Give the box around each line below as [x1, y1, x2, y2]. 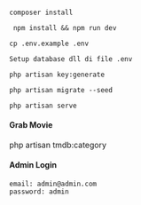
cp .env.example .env [9, 39, 90, 48]
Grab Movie [9, 120, 53, 130]
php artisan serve [9, 101, 77, 110]
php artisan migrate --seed [9, 85, 114, 94]
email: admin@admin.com [9, 179, 98, 188]
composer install [9, 8, 74, 17]
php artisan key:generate [9, 70, 105, 79]
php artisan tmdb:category [9, 139, 107, 150]
